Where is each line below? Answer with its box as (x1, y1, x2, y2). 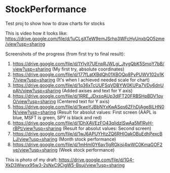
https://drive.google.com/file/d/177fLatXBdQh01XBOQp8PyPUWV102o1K (12, 71, 164, 77)
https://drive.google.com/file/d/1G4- (59, 156, 135, 163)
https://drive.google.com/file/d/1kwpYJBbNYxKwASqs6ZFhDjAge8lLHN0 (12, 103, 164, 110)
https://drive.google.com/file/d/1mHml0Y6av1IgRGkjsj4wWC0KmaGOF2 (12, 141, 163, 148)
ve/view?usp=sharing (12, 147, 58, 153)
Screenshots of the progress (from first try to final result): (5, 51, 125, 57)
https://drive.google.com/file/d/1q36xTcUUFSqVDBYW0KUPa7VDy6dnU (12, 82, 164, 88)
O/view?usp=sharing (12, 98, 56, 105)
